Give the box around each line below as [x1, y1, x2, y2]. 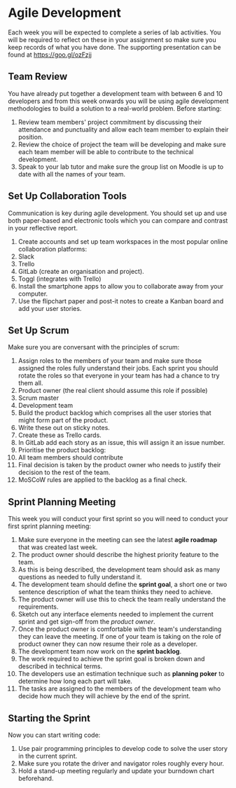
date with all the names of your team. [18, 170, 125, 178]
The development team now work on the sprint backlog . [18, 647, 181, 656]
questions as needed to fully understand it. [18, 573, 142, 581]
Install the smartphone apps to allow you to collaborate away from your [18, 282, 223, 290]
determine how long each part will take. [18, 677, 132, 686]
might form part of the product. [18, 416, 109, 424]
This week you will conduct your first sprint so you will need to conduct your [8, 515, 228, 523]
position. [18, 132, 44, 141]
